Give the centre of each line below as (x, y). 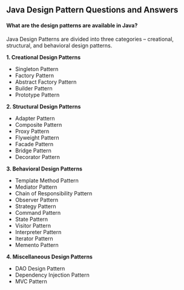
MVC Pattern (31, 281)
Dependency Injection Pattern (52, 275)
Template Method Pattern (47, 180)
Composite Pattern (38, 124)
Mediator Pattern (36, 187)
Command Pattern (38, 212)
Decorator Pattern (38, 157)
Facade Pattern (34, 144)
